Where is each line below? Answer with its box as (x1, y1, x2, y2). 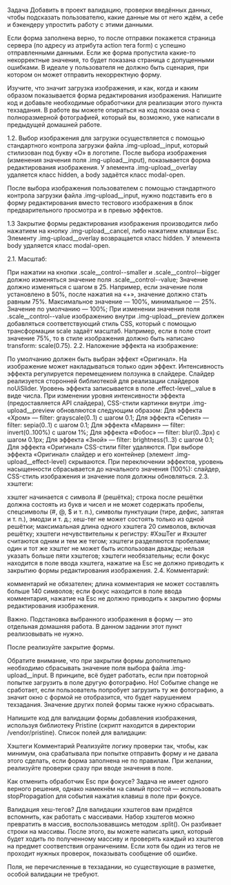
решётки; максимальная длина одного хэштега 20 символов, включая (7, 523, 216, 530)
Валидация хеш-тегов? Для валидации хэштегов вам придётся (7, 806, 193, 813)
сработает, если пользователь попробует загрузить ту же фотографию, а (7, 686, 224, 694)
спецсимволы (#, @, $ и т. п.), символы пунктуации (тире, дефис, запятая (7, 507, 224, 516)
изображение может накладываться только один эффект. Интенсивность (7, 362, 224, 370)
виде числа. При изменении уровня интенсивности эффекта (7, 391, 185, 400)
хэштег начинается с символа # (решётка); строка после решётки (7, 493, 203, 501)
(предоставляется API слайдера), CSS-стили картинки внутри (7, 399, 191, 407)
